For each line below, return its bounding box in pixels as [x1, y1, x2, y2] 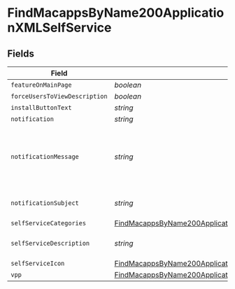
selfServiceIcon [10, 260, 65, 267]
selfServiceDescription [10, 239, 90, 247]
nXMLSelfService [7, 20, 112, 36]
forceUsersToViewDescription [10, 92, 108, 100]
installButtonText [10, 104, 72, 111]
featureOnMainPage [10, 81, 72, 89]
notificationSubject [10, 199, 79, 207]
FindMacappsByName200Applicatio [7, 5, 225, 21]
